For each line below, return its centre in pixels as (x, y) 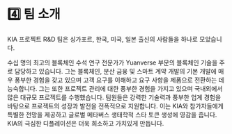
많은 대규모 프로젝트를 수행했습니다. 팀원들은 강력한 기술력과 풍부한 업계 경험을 (114, 97)
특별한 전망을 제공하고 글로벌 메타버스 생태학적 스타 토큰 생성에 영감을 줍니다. (112, 115)
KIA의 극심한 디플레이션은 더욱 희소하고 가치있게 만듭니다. (86, 123)
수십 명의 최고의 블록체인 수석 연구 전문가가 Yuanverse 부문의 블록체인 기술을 (113, 62)
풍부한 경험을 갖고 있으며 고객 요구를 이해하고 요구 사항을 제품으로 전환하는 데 (119, 80)
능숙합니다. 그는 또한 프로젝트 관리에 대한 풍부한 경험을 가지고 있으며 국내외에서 (115, 88)
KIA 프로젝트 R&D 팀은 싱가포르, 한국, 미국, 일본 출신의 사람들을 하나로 (103, 39)
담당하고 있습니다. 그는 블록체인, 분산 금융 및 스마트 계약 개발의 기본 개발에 (116, 71)
